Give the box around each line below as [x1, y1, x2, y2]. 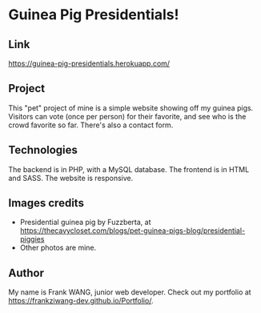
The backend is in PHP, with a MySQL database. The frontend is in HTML [8, 164, 250, 174]
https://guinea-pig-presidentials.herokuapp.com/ [8, 58, 171, 68]
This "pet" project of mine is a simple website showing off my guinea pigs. [8, 102, 254, 113]
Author [8, 266, 44, 279]
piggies [19, 235, 45, 244]
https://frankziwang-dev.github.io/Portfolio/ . [8, 296, 154, 306]
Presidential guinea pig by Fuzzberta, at [19, 218, 151, 227]
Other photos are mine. [19, 243, 97, 253]
